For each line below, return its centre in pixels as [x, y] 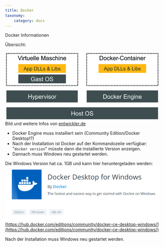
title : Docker [20, 10]
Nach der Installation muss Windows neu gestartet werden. [65, 239]
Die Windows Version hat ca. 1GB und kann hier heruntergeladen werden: [79, 163]
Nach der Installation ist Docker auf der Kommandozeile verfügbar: [80, 143]
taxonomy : [15, 15]
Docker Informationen [27, 35]
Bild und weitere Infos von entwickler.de [46, 123]
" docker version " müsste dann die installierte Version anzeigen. [76, 148]
